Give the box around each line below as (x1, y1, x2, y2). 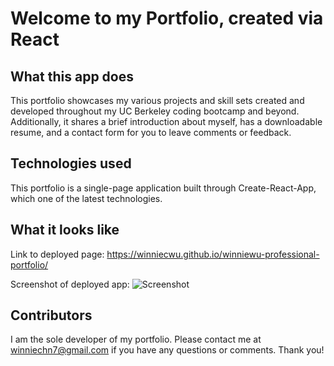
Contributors (10, 307, 93, 324)
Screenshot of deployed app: (10, 278, 130, 290)
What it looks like (10, 222, 120, 239)
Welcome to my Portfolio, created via (10, 7, 324, 30)
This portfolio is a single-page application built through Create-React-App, (10, 182, 317, 194)
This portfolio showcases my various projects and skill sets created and (10, 95, 305, 106)
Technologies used (10, 155, 132, 172)
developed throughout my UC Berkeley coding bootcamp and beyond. (10, 105, 300, 117)
